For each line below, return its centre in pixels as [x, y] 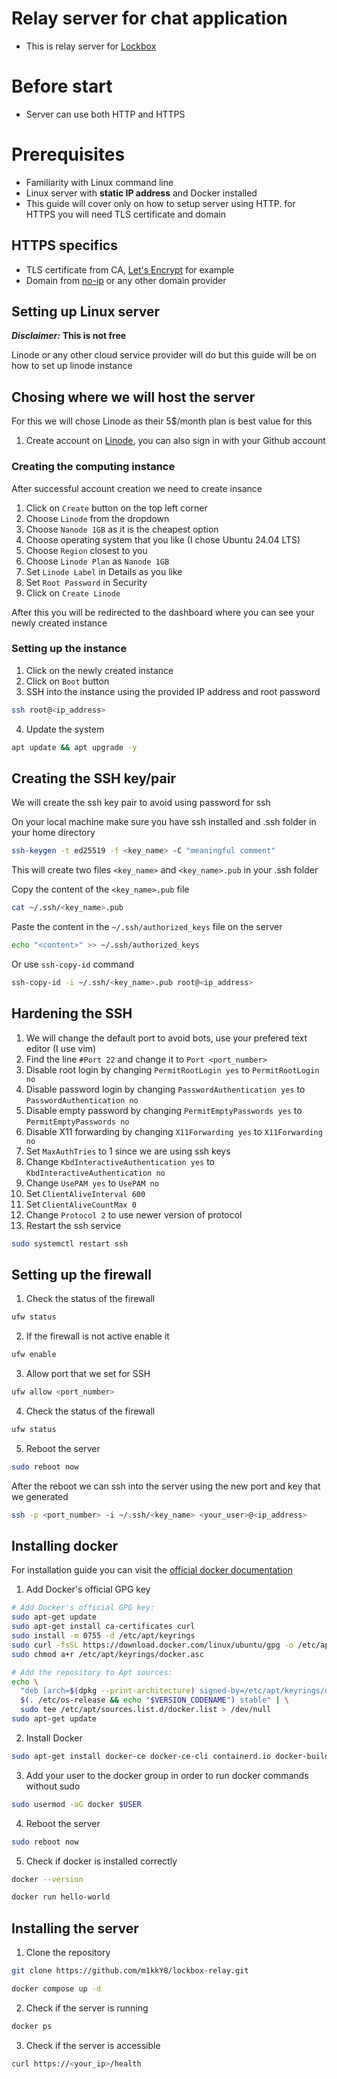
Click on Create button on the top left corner [116, 508]
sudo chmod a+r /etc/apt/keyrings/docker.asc [107, 1654]
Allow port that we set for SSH [88, 1374]
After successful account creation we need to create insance [137, 488]
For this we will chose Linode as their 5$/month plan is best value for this [162, 421]
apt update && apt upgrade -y [74, 747]
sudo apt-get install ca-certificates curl [103, 1627]
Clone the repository [68, 1953]
